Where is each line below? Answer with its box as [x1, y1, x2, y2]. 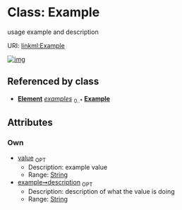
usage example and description [7, 28, 99, 36]
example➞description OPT [17, 178, 93, 188]
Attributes [7, 116, 53, 128]
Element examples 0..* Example [17, 94, 111, 105]
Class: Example [7, 4, 100, 21]
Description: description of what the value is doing [28, 187, 175, 195]
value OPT [17, 153, 47, 164]
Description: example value [28, 163, 108, 172]
